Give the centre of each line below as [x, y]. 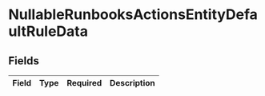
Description [132, 83]
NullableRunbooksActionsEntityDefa [133, 15]
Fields [24, 61]
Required [84, 83]
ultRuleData [48, 31]
